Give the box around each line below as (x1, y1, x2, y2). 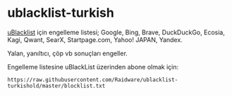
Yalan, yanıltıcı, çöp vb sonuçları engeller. (7, 49, 128, 57)
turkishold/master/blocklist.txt (7, 82, 106, 89)
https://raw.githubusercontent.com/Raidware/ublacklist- (7, 76, 178, 83)
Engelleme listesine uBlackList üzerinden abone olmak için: (7, 62, 179, 71)
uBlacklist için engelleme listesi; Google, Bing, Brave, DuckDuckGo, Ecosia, (7, 28, 226, 36)
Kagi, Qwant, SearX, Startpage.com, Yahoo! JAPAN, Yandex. (7, 35, 183, 43)
